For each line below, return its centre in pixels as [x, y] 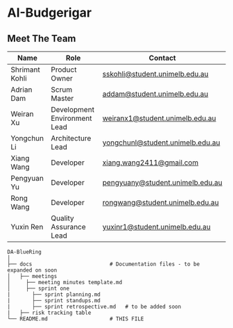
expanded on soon [32, 270]
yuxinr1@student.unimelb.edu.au [156, 227]
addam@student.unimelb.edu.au [155, 94]
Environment [71, 118]
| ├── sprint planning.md [54, 295]
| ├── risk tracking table [49, 313]
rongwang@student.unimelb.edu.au [161, 203]
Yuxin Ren [27, 227]
